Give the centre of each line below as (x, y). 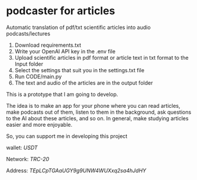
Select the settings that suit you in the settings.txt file (80, 70)
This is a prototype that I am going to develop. (62, 94)
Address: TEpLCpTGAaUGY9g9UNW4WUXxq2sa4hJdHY (76, 171)
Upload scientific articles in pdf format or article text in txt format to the (101, 57)
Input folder (29, 64)
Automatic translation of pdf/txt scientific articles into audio (78, 27)
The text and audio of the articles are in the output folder (84, 83)
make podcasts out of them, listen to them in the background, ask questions (99, 112)
